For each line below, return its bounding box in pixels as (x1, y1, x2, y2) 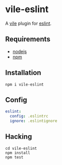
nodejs (12, 48, 27, 54)
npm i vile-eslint (5, 82, 44, 87)
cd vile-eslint (5, 146, 37, 151)
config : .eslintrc (10, 114, 49, 119)
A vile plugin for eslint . (5, 20, 52, 26)
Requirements (5, 35, 50, 44)
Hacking (5, 133, 32, 141)
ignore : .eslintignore (10, 118, 57, 123)
